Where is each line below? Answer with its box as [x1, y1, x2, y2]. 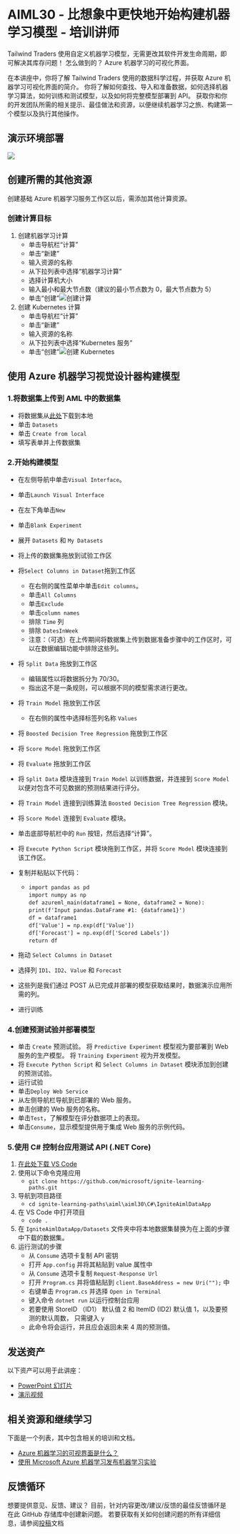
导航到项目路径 [17, 1192, 62, 1200]
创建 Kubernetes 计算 [17, 302, 81, 311]
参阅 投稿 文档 [26, 1518, 64, 1527]
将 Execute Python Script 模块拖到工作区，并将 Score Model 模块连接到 [17, 844, 228, 853]
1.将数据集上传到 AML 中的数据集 [7, 394, 121, 404]
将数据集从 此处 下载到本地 [17, 411, 94, 420]
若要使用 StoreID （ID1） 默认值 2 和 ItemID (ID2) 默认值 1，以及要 [28, 1305, 222, 1314]
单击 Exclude [28, 599, 64, 608]
